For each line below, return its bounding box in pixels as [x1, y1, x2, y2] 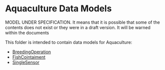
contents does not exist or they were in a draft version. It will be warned [5, 24, 151, 30]
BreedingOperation [12, 49, 51, 55]
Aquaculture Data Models [5, 3, 112, 14]
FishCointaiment [12, 54, 46, 60]
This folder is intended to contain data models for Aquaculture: [5, 39, 132, 45]
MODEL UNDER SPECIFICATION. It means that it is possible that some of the [5, 19, 160, 25]
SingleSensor [12, 59, 40, 65]
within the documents [5, 30, 49, 35]
